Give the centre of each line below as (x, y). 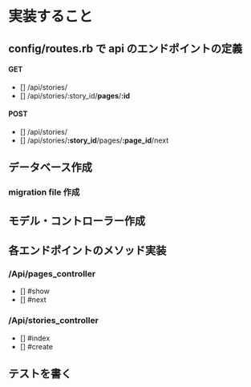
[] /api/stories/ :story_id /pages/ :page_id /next (94, 140)
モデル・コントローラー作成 (77, 221)
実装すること (51, 16)
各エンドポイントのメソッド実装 (87, 250)
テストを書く (40, 374)
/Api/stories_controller (53, 320)
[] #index (35, 338)
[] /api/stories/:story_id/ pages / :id (75, 95)
